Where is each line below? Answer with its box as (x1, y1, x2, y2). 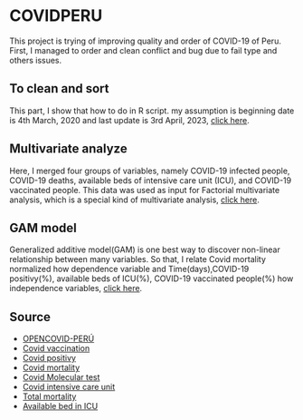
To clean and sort (9, 81, 109, 96)
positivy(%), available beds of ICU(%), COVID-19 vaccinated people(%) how (9, 273, 294, 284)
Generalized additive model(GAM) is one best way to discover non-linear (9, 244, 280, 255)
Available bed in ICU (22, 401, 99, 412)
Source (9, 309, 52, 325)
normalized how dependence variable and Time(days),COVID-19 (9, 264, 250, 275)
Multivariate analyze (9, 142, 128, 157)
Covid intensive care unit (22, 382, 116, 393)
